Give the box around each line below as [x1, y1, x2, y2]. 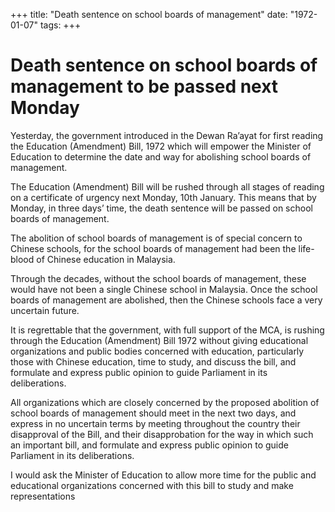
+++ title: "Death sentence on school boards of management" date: [10, 9, 288, 20]
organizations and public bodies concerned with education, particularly [10, 345, 305, 357]
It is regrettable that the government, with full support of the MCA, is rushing [10, 324, 325, 336]
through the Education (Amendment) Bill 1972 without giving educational [10, 334, 309, 346]
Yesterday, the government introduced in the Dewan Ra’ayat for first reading [10, 129, 324, 141]
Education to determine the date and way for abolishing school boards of [10, 150, 312, 163]
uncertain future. [10, 304, 80, 316]
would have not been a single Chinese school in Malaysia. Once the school [10, 283, 318, 295]
